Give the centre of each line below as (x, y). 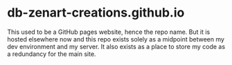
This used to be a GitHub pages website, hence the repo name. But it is (109, 32)
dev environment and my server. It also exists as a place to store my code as (116, 46)
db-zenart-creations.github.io (96, 13)
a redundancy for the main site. (52, 54)
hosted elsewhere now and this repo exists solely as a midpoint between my (116, 39)
